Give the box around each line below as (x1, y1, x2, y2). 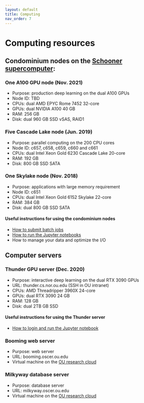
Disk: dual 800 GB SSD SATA (12, 204, 71, 211)
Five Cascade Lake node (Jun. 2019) (5, 128, 92, 135)
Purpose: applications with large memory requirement (12, 184, 120, 190)
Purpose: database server (12, 382, 65, 388)
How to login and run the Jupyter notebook (12, 325, 99, 331)
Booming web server (5, 337, 55, 344)
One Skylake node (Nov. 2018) (5, 172, 78, 179)
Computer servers (5, 251, 62, 260)
